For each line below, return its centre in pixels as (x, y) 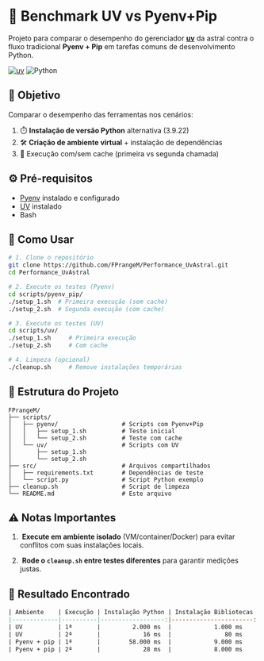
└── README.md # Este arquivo (90, 494)
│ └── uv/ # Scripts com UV (94, 445)
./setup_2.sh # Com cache (58, 346)
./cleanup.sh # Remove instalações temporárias (95, 367)
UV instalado (40, 206)
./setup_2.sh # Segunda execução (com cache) (86, 309)
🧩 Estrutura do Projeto (63, 392)
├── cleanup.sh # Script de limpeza (99, 486)
